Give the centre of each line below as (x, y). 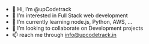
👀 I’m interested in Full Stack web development (70, 15)
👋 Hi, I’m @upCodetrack (42, 9)
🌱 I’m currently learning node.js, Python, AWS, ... (72, 22)
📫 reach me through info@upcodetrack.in (64, 35)
